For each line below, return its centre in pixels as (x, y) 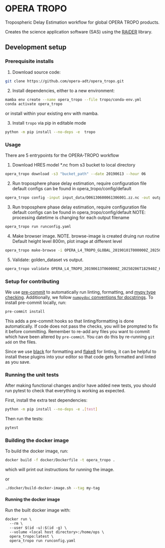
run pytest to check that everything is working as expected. (65, 391)
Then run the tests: (24, 419)
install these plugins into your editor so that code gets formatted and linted (81, 357)
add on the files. (21, 342)
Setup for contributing (32, 281)
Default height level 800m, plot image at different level (67, 241)
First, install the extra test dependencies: (46, 400)
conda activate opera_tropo (34, 104)
